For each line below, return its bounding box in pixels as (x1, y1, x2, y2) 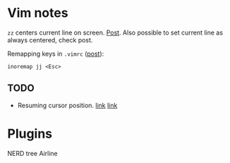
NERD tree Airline (7, 149, 58, 157)
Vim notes (7, 5, 68, 21)
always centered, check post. (7, 35, 93, 44)
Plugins (7, 126, 53, 142)
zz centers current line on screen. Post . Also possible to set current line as (7, 28, 224, 37)
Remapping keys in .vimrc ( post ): (7, 49, 104, 58)
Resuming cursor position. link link (17, 101, 118, 109)
